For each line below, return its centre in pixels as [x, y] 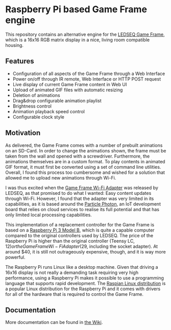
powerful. [15, 257]
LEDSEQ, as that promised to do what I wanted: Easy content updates [78, 193]
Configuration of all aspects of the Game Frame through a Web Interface [89, 73]
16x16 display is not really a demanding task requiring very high [72, 272]
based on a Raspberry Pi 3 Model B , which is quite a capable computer [80, 230]
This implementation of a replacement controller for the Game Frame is [80, 224]
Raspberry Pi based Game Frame [76, 9]
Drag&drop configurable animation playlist [57, 100]
